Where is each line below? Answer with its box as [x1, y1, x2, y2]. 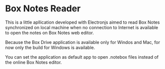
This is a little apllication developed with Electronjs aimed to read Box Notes [5, 19, 160, 25]
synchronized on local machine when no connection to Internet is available [5, 24, 159, 30]
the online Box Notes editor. [5, 59, 62, 65]
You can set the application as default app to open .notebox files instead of [5, 54, 159, 60]
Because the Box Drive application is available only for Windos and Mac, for [5, 39, 161, 45]
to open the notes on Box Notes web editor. [5, 30, 94, 35]
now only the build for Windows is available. [5, 44, 95, 50]
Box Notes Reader [5, 3, 81, 14]
